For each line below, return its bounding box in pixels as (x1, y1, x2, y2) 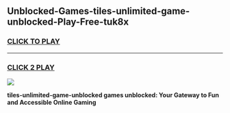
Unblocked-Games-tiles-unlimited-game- (7, 5, 190, 17)
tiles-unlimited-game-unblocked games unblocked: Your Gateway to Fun (7, 90, 219, 99)
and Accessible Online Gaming (7, 98, 97, 106)
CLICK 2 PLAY (7, 62, 55, 72)
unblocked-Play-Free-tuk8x (7, 16, 129, 28)
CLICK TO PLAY (7, 37, 60, 47)
